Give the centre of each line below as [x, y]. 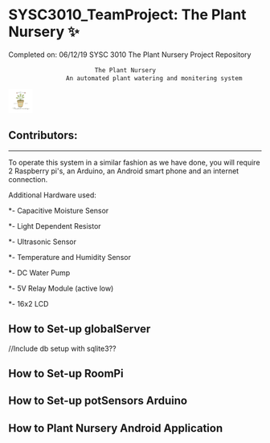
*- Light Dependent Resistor [55, 226]
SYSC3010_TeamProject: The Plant [127, 15]
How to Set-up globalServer [80, 329]
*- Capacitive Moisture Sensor [59, 210]
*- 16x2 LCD [29, 303]
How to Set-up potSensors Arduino [98, 401]
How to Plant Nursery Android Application [116, 428]
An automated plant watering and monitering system [154, 78]
